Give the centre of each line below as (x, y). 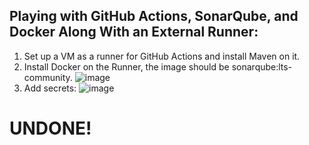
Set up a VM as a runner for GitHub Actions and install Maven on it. (162, 56)
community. (48, 77)
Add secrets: (50, 88)
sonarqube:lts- (262, 66)
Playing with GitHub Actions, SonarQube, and (154, 16)
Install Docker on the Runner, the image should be (126, 66)
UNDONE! (50, 128)
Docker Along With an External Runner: (134, 32)
